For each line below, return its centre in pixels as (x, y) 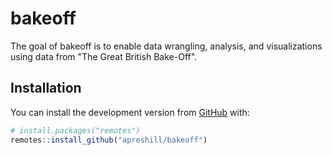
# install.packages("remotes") (75, 130)
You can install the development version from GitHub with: (130, 112)
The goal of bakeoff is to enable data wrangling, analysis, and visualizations (166, 46)
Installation (46, 88)
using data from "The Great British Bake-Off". (104, 56)
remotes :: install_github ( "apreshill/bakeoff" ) (109, 140)
